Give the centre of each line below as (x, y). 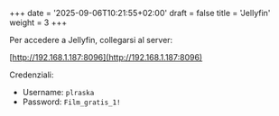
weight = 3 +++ (38, 22)
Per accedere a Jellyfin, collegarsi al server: (91, 40)
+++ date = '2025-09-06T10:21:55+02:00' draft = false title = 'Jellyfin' (140, 13)
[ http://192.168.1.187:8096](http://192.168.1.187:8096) (106, 57)
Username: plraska (58, 92)
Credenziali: (32, 75)
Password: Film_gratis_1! (71, 102)
